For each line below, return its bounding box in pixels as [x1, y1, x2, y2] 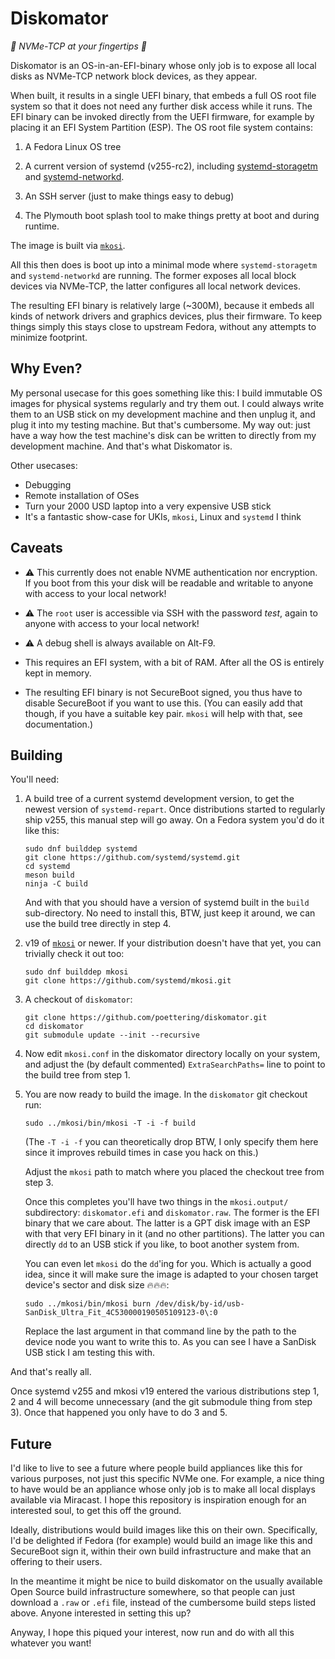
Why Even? [10, 360, 83, 377]
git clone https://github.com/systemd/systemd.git [24, 853, 241, 863]
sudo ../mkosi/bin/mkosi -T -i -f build [24, 1118, 196, 1129]
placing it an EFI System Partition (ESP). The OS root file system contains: [10, 121, 313, 133]
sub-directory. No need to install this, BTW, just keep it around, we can [24, 907, 316, 919]
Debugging [24, 478, 72, 491]
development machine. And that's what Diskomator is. [10, 440, 233, 452]
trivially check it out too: [24, 948, 125, 960]
